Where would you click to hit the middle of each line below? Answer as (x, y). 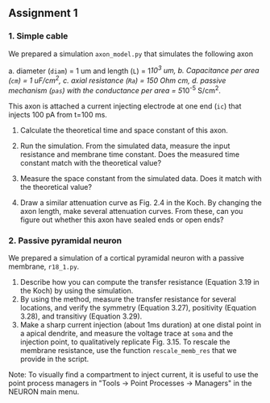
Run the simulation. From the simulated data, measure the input (125, 146)
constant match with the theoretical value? (91, 162)
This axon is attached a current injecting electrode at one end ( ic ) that (125, 106)
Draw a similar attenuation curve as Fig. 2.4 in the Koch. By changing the (141, 202)
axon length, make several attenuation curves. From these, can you (131, 211)
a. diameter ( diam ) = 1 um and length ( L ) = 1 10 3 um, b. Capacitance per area (134, 70)
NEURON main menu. (44, 391)
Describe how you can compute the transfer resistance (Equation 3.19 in (139, 282)
